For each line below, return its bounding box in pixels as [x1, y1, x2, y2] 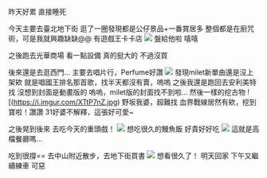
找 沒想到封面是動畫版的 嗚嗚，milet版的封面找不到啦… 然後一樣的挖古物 [8, 87, 245, 97]
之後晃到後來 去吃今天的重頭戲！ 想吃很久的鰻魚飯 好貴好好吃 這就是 [8, 124, 253, 133]
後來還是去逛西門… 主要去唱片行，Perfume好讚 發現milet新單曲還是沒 [8, 68, 247, 77]
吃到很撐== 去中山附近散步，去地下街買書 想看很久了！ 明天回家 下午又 [8, 151, 253, 161]
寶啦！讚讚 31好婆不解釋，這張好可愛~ [8, 107, 134, 117]
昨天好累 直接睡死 [8, 7, 66, 16]
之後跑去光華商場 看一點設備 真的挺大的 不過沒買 [8, 51, 168, 60]
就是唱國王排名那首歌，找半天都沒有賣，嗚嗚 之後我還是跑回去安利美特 [23, 78, 257, 87]
